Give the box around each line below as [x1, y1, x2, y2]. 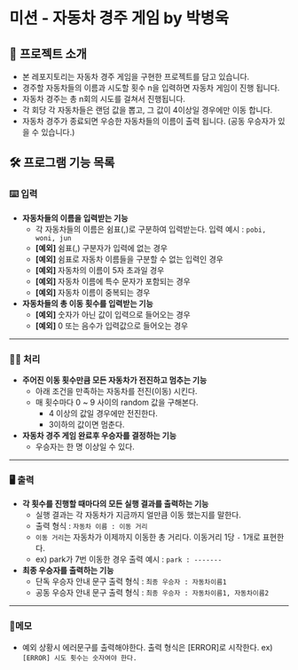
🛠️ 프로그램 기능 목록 [9, 155, 115, 170]
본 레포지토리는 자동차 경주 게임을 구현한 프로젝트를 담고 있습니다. [21, 72, 250, 82]
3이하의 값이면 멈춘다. [48, 419, 125, 430]
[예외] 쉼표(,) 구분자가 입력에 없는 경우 [35, 242, 169, 253]
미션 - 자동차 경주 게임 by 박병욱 [9, 8, 230, 28]
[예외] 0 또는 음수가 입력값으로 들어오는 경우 [35, 320, 189, 331]
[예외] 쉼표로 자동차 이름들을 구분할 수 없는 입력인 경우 [35, 254, 223, 264]
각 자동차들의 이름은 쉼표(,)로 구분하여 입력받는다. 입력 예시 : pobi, [35, 224, 267, 234]
